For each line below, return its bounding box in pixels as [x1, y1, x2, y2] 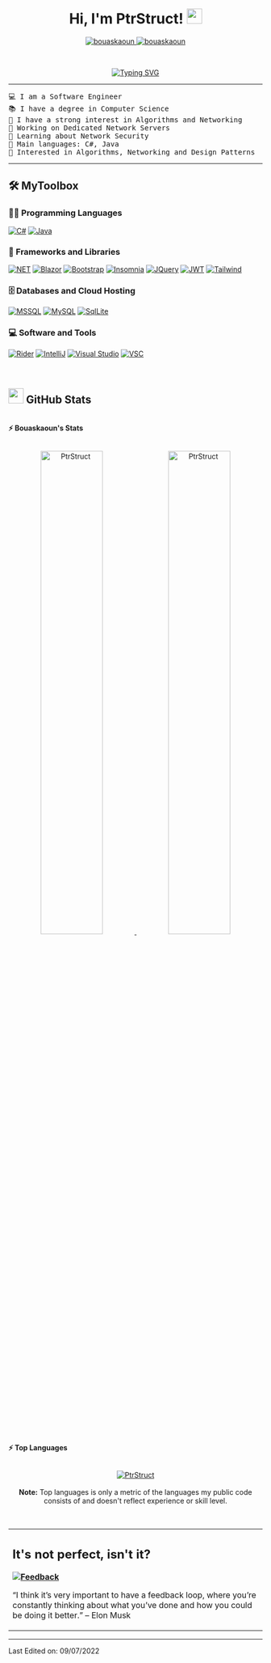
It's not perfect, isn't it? [12, 1547, 151, 1563]
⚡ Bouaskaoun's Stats [8, 423, 84, 433]
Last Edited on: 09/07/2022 [8, 1646, 100, 1656]
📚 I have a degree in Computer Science [8, 104, 169, 113]
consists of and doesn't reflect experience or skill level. [44, 1496, 227, 1505]
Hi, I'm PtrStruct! [69, 10, 184, 28]
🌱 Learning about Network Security [8, 131, 149, 141]
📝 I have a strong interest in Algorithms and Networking [8, 115, 243, 125]
